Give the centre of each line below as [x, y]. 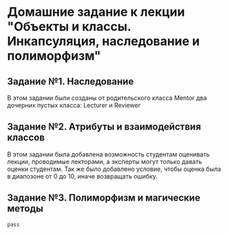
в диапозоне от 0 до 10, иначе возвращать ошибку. [83, 176]
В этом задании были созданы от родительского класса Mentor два [107, 98]
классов [26, 137]
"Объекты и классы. [69, 27]
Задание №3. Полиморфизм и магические [104, 198]
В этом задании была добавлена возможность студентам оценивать [108, 154]
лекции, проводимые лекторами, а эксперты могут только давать [105, 161]
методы [25, 208]
